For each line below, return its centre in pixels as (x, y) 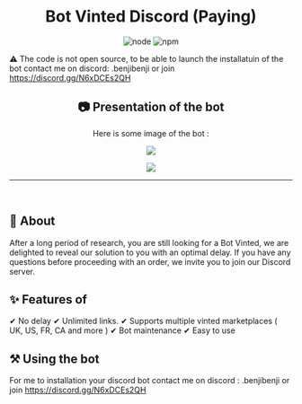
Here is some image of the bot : (151, 133)
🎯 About (32, 221)
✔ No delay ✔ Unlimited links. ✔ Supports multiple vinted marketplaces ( (143, 321)
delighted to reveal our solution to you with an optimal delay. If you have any (150, 252)
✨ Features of (49, 299)
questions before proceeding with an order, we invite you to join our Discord (150, 261)
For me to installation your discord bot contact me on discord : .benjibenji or (150, 381)
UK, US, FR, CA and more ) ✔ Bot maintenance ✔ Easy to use (122, 330)
